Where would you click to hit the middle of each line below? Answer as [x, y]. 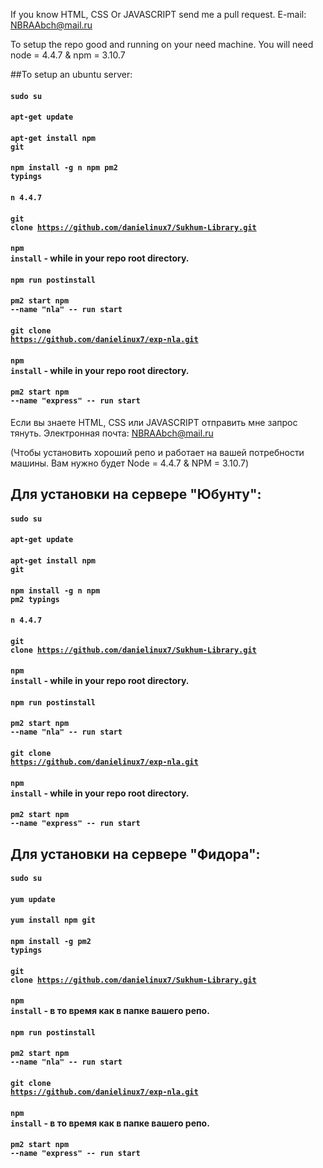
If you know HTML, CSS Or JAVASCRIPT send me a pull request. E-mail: [158, 14]
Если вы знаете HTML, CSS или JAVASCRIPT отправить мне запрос [154, 422]
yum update [33, 899]
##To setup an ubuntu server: [71, 74]
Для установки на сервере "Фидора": [135, 854]
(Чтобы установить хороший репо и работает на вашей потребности [157, 452]
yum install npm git [53, 920]
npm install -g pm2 [51, 942]
